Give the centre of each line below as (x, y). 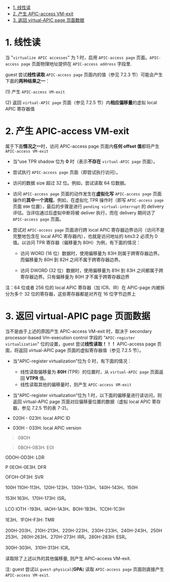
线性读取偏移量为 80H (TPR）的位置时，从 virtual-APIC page (84, 372)
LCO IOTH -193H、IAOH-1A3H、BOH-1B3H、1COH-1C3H (65, 509)
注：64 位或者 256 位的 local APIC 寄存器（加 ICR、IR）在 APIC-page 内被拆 (85, 287)
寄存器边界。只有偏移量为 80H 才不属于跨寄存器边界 (75, 277)
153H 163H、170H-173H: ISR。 (37, 498)
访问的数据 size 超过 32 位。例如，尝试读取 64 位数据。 (71, 183)
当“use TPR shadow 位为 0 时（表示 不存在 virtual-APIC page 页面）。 (85, 161)
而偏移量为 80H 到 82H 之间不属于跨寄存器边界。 (72, 260)
